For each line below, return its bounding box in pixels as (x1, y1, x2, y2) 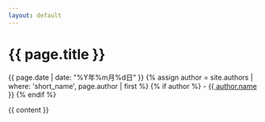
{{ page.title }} (8, 45, 106, 63)
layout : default (8, 11, 62, 20)
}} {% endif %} (8, 90, 57, 99)
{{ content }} (8, 105, 49, 114)
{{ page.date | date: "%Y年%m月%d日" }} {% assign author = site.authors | (8, 72, 253, 82)
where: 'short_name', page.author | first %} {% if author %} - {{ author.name (8, 81, 257, 91)
